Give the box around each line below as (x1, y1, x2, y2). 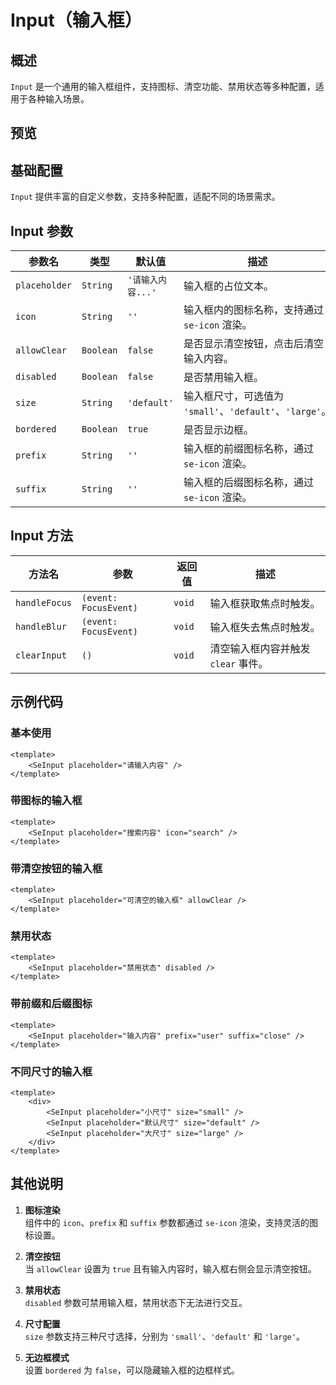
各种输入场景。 (27, 93, 90, 105)
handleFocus (15, 597, 73, 608)
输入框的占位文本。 (183, 279, 275, 293)
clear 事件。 (209, 656, 269, 670)
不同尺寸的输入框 (10, 1064, 93, 1078)
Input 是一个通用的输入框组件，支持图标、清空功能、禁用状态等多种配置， (10, 81, 316, 92)
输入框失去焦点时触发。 (209, 620, 321, 634)
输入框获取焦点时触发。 (209, 596, 321, 610)
